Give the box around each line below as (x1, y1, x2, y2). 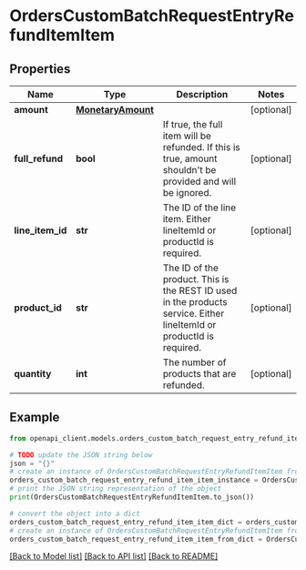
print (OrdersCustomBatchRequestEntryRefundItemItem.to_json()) (9, 493, 255, 502)
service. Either (162, 307, 225, 320)
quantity (14, 368, 52, 380)
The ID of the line (162, 201, 237, 214)
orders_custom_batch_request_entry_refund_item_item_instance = (9, 475, 259, 485)
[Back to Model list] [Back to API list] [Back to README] (9, 551, 219, 562)
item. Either (162, 213, 211, 225)
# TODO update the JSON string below (9, 450, 153, 460)
